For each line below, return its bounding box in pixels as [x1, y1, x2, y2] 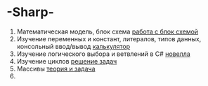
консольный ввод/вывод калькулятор [16, 42, 131, 50]
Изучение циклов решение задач [16, 57, 117, 65]
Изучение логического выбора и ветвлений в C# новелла [16, 50, 190, 58]
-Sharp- [6, 4, 54, 20]
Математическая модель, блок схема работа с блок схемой [16, 27, 198, 36]
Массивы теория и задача [16, 64, 96, 73]
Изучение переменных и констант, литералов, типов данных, [16, 34, 202, 43]
